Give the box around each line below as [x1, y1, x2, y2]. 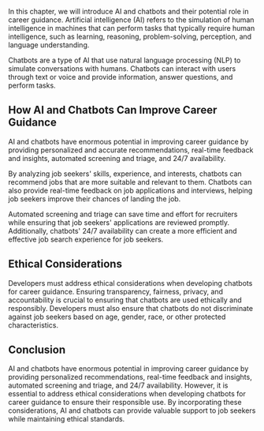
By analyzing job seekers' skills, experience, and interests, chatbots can [8, 169, 242, 178]
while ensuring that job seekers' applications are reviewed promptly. [8, 217, 230, 227]
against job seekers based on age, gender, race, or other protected [8, 312, 226, 321]
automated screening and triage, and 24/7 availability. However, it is [8, 380, 229, 390]
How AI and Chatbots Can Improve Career [8, 103, 218, 117]
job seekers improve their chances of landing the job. [8, 193, 181, 204]
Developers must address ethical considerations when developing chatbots [8, 278, 253, 287]
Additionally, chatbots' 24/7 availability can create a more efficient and [8, 226, 238, 235]
